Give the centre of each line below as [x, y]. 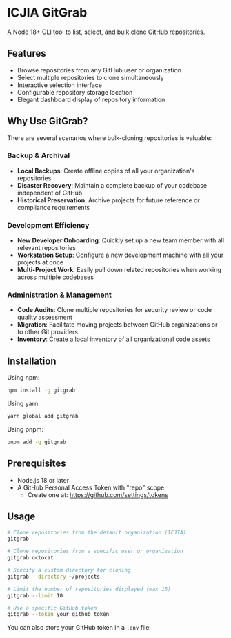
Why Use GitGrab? [48, 121]
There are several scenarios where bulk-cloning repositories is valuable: [110, 138]
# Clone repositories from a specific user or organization [96, 551]
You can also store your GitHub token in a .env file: [79, 628]
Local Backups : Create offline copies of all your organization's [106, 171]
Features [27, 54]
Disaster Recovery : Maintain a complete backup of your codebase [112, 185]
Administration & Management [59, 295]
